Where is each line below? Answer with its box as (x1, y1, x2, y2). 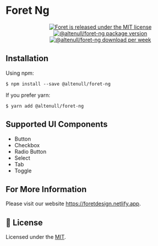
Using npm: (5, 69, 34, 77)
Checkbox (14, 141, 40, 148)
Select (14, 154, 31, 162)
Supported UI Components (5, 119, 108, 129)
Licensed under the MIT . (5, 233, 67, 241)
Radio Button (14, 148, 47, 155)
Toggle (14, 167, 32, 174)
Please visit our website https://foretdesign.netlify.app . (5, 200, 141, 207)
